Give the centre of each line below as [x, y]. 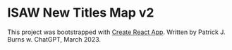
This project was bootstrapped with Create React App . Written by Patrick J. [116, 32]
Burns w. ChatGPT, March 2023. [54, 39]
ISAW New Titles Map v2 [81, 13]
